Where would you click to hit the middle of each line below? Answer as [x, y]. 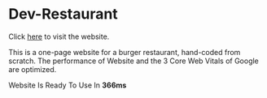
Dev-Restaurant [63, 14]
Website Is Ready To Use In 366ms [68, 85]
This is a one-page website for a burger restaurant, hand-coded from [125, 52]
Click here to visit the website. [59, 36]
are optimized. [33, 69]
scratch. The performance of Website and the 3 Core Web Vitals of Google [133, 61]
